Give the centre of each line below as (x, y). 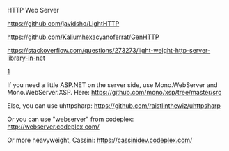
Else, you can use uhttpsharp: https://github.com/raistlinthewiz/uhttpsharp (114, 106)
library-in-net (26, 58)
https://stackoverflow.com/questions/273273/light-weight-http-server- (109, 50)
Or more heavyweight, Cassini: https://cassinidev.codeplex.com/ (100, 140)
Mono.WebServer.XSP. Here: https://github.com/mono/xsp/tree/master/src (114, 92)
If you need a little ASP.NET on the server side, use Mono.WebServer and (112, 85)
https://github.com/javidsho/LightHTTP (63, 23)
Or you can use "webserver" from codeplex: (71, 119)
